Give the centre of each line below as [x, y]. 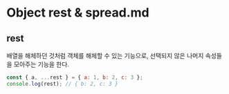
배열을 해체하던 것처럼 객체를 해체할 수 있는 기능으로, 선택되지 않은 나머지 [105, 56]
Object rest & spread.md [78, 13]
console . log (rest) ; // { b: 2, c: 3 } [62, 84]
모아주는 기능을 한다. [42, 64]
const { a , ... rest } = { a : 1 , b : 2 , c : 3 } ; [75, 77]
